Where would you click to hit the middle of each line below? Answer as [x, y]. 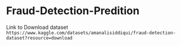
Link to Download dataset [37, 27]
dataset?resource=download [39, 38]
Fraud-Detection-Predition [73, 11]
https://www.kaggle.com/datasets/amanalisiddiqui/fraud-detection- [91, 33]
